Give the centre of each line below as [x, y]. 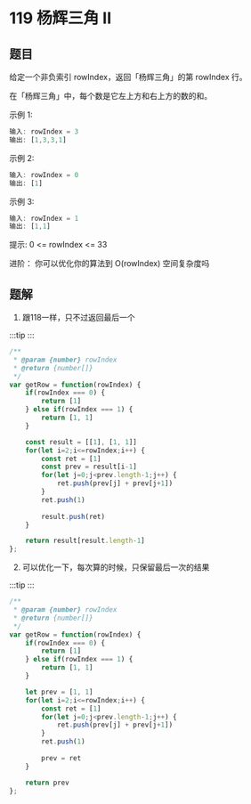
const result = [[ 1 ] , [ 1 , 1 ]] [81, 442]
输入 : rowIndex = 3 [44, 132]
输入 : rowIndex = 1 [44, 218]
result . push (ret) [73, 516]
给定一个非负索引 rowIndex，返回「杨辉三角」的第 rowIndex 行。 [128, 77]
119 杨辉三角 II [61, 18]
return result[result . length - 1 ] [85, 541]
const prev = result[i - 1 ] [89, 467]
